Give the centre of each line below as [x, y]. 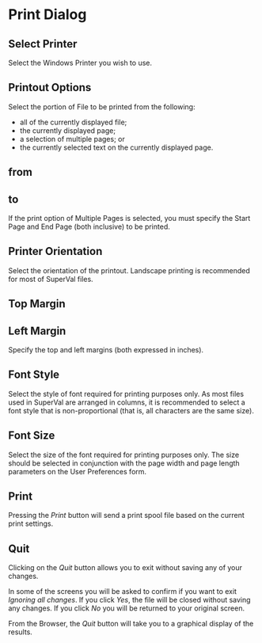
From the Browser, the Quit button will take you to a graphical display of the [131, 624]
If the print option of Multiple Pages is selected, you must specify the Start [129, 219]
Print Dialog [47, 15]
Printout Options [50, 88]
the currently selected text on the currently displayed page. [116, 147]
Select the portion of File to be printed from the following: [102, 107]
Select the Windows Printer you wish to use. [80, 63]
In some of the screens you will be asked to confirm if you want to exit [123, 592]
